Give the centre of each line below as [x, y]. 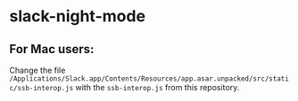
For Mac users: [52, 49]
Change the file [37, 70]
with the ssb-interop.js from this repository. [157, 87]
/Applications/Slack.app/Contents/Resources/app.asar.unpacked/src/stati [149, 79]
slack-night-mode [77, 16]
